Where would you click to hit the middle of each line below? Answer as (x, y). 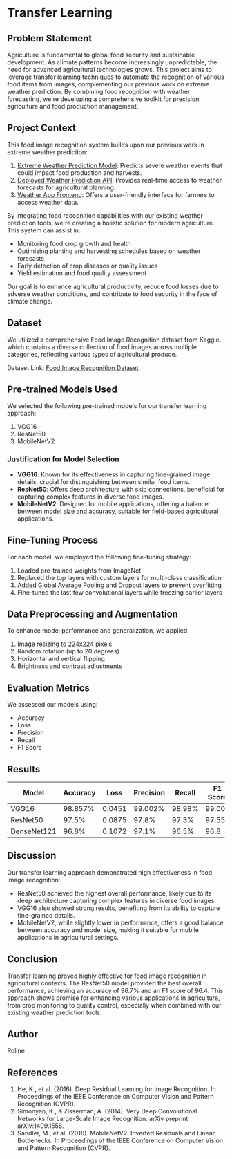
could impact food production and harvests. (79, 173)
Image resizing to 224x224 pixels (65, 644)
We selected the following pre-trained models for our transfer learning (107, 406)
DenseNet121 (33, 831)
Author (22, 1034)
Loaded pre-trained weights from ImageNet (79, 570)
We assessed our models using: (52, 705)
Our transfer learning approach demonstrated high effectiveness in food (110, 872)
